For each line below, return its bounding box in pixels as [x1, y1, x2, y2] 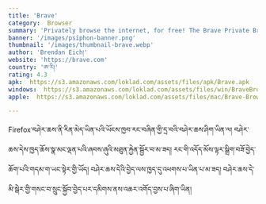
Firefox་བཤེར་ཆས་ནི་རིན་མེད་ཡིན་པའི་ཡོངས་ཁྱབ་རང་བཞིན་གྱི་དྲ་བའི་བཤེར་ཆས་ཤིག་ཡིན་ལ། [8, 125, 233, 135]
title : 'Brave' [8, 11, 59, 20]
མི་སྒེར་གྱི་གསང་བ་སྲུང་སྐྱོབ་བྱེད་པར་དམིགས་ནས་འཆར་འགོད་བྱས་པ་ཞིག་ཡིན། [8, 184, 192, 194]
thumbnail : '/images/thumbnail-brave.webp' [8, 41, 154, 49]
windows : [8, 85, 37, 94]
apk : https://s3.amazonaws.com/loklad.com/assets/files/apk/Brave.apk [8, 78, 249, 86]
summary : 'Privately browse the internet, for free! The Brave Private [8, 26, 249, 34]
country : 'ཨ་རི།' [8, 64, 59, 71]
